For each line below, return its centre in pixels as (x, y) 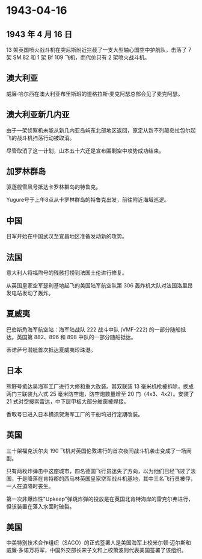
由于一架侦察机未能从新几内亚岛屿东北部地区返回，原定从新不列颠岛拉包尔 (98, 130)
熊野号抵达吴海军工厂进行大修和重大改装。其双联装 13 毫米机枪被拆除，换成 (100, 386)
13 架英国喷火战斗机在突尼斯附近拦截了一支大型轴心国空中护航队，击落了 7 (99, 50)
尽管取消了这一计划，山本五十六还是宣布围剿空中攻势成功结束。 (85, 151)
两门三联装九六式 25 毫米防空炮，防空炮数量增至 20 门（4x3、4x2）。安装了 (100, 394)
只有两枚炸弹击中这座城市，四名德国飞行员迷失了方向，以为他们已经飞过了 (98, 471)
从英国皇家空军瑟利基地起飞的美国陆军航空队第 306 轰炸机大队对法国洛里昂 (100, 286)
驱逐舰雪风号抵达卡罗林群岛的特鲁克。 (54, 187)
